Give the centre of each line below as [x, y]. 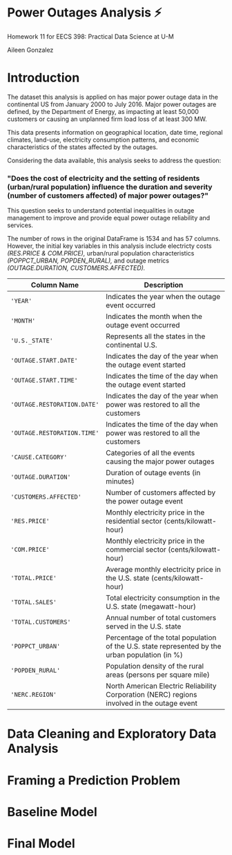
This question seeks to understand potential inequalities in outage [101, 211]
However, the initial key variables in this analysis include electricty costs [109, 246]
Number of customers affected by [161, 492]
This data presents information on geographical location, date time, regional [115, 132]
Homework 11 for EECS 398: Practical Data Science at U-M [90, 36]
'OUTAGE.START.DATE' [44, 361]
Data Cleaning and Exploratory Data [112, 734]
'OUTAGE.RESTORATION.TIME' [55, 433]
